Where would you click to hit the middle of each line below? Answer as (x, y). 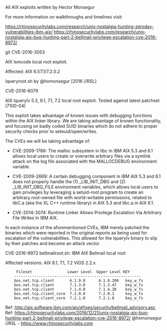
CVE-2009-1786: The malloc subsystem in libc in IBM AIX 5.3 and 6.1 (83, 151)
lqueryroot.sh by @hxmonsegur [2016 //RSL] (51, 81)
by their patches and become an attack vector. (53, 243)
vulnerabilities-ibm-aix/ (29, 32)
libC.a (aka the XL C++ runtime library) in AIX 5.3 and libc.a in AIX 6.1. (83, 203)
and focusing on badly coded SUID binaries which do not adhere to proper (82, 126)
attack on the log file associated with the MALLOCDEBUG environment (84, 161)
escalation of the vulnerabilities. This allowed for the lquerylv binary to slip (81, 238)
